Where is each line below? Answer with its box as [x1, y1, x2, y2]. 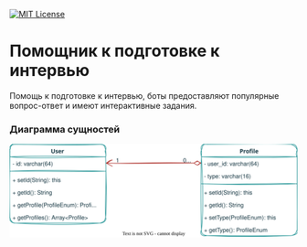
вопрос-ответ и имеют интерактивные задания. [9, 100, 197, 111]
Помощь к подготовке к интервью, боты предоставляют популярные [9, 90, 280, 101]
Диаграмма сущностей [9, 123, 121, 135]
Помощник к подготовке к [9, 41, 220, 61]
